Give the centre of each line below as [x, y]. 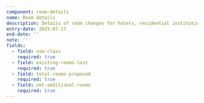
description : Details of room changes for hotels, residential [88, 23]
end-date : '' [23, 35]
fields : [16, 46]
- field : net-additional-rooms [51, 85]
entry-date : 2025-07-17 [36, 29]
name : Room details [31, 18]
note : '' [17, 40]
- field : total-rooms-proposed [51, 74]
